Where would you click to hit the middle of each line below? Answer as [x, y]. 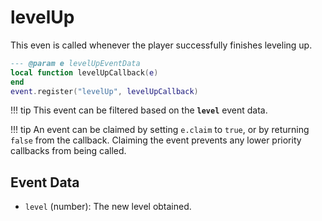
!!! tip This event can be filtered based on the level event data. [139, 110]
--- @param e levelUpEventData [75, 63]
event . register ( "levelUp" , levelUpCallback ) [104, 91]
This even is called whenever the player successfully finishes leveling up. [161, 45]
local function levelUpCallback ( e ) [84, 72]
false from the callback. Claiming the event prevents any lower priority [156, 140]
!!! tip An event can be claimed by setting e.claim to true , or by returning [160, 130]
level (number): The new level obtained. [108, 207]
